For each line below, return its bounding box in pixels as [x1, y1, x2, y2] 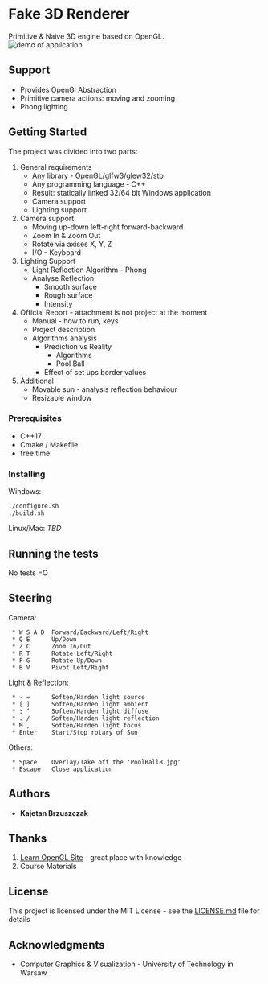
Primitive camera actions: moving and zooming [19, 93, 176, 103]
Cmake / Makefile [19, 439, 79, 449]
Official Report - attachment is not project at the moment [19, 307, 208, 317]
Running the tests [8, 546, 99, 560]
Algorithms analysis [31, 333, 98, 343]
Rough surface [43, 290, 93, 300]
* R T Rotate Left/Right [11, 649, 113, 657]
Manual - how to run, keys [31, 315, 119, 326]
